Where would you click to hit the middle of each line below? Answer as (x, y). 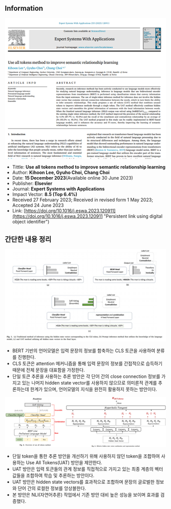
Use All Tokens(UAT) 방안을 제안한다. (64, 462)
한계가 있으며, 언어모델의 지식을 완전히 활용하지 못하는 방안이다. (93, 389)
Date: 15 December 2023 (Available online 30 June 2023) (73, 178)
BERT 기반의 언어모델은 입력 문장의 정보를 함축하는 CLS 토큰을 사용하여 (84, 350)
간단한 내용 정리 (28, 239)
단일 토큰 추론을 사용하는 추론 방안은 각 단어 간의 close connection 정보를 (86, 376)
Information (24, 8)
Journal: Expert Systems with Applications (58, 189)
